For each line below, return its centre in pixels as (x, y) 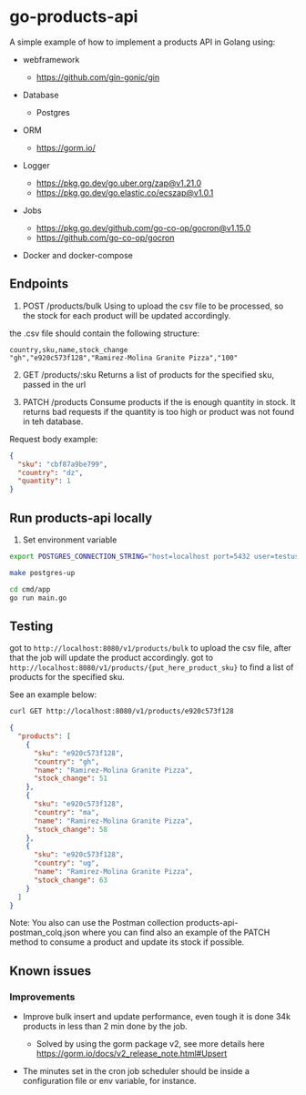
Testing (31, 626)
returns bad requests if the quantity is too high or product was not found (158, 411)
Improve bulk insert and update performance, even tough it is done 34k (157, 1017)
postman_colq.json (45, 933)
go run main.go (38, 598)
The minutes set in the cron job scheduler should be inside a (136, 1071)
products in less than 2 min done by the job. (105, 1027)
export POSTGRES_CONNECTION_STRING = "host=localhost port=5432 (130, 556)
